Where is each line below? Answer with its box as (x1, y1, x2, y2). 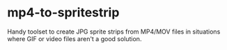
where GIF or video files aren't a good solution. (7, 34, 142, 42)
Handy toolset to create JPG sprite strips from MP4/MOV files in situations (7, 27, 221, 36)
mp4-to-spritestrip (7, 5, 120, 21)
